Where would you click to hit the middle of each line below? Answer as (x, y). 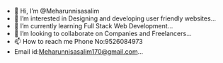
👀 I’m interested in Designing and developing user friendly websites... (115, 18)
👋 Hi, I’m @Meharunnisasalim (57, 11)
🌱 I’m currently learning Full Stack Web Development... (93, 26)
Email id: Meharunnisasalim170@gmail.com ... (79, 52)
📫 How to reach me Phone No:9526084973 (78, 41)
